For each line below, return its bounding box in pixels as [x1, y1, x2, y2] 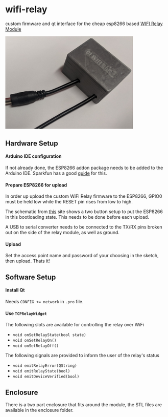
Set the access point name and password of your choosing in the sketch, [5, 253, 159, 259]
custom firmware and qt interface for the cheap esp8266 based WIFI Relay [5, 20, 163, 27]
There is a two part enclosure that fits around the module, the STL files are [5, 402, 162, 408]
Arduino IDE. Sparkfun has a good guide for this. [5, 170, 107, 176]
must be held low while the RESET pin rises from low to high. [5, 199, 133, 205]
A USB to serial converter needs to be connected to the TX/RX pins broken [5, 224, 162, 230]
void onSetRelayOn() [12, 338, 57, 343]
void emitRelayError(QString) [12, 363, 78, 368]
